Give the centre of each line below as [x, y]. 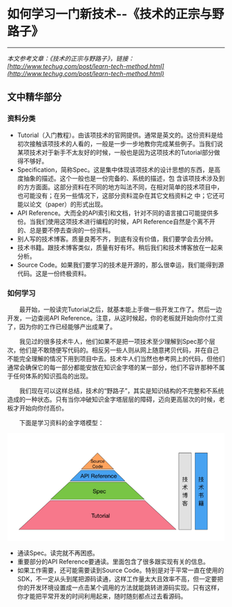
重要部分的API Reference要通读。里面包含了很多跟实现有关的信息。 [113, 561]
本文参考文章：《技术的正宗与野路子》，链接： [71, 58]
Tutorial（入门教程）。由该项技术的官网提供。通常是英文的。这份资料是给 [120, 135]
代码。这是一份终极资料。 [54, 273]
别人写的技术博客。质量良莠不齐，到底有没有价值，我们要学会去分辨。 [117, 239]
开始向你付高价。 [43, 408]
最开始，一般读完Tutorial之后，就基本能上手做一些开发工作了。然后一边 [121, 309]
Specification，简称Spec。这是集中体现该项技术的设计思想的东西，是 [116, 170]
